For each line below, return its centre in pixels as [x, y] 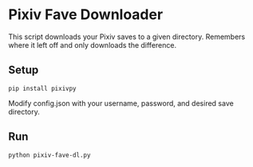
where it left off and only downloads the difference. [93, 45]
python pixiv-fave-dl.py [49, 155]
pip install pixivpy [43, 88]
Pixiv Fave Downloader [86, 15]
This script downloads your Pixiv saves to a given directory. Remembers [127, 37]
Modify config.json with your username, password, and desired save [121, 103]
